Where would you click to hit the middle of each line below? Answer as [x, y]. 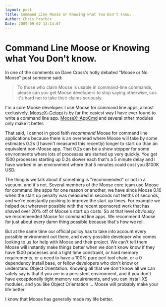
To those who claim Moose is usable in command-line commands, [85, 87]
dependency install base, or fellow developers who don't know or [72, 263]
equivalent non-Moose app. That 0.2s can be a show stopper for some [77, 149]
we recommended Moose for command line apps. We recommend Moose [80, 217]
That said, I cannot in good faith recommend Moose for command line [76, 133]
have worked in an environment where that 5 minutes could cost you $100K [82, 165]
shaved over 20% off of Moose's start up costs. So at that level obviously [80, 211]
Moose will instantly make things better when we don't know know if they [80, 247]
